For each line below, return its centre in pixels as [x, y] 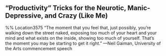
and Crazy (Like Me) [76, 16]
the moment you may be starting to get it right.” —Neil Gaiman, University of [83, 43]
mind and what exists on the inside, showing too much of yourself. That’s [80, 38]
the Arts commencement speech [39, 48]
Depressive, [24, 16]
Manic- [139, 8]
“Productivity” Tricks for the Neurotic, [66, 8]
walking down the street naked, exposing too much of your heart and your [81, 33]
